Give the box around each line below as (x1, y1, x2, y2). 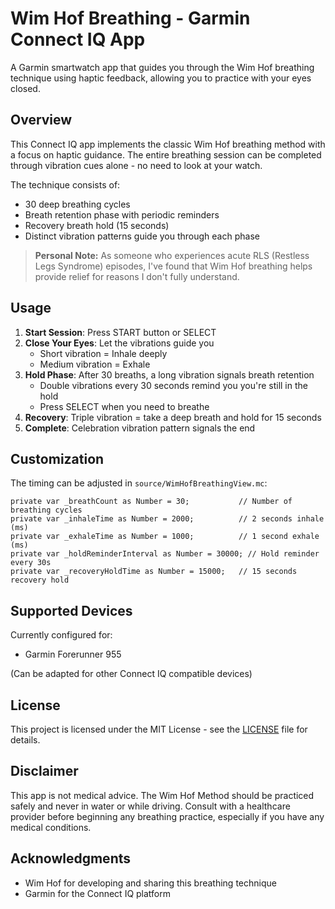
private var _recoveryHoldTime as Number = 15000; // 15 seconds (10, 567, 298, 577)
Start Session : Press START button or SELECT (24, 326, 217, 338)
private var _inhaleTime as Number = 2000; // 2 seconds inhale (10, 514, 325, 524)
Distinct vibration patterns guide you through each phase (24, 230, 260, 242)
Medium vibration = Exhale (39, 358, 151, 370)
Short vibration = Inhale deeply (39, 347, 168, 359)
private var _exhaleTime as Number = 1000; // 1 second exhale (10, 532, 320, 542)
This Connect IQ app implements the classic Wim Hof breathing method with (10, 138, 326, 150)
